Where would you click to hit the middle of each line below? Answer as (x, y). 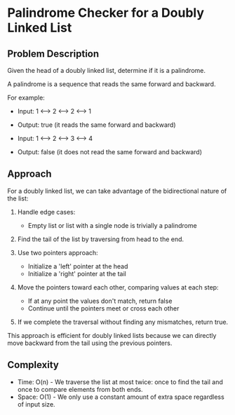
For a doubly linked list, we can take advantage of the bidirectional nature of (117, 191)
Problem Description (53, 54)
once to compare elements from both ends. (80, 389)
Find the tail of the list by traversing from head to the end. (101, 239)
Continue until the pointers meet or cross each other (103, 308)
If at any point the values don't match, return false (100, 301)
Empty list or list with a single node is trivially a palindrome (113, 225)
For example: (26, 97)
